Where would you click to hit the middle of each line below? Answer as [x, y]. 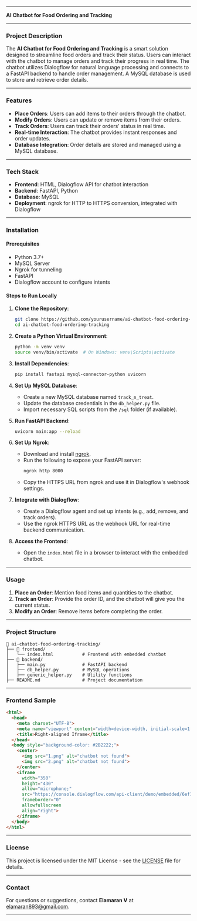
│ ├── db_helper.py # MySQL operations [68, 670]
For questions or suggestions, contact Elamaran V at [70, 900]
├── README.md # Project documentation [74, 680]
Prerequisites [23, 244]
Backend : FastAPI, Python [46, 190]
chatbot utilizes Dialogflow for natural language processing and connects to [98, 68]
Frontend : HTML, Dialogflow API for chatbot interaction [81, 184]
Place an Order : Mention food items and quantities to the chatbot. [94, 592]
